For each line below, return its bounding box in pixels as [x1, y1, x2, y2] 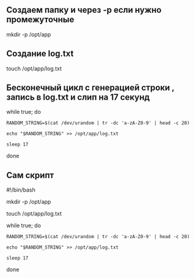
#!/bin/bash [6, 186, 35, 193]
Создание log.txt [6, 48, 74, 59]
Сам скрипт [6, 170, 54, 180]
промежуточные [6, 15, 75, 25]
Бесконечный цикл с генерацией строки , [6, 83, 175, 93]
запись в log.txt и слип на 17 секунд [6, 92, 150, 103]
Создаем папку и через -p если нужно [6, 5, 162, 15]
